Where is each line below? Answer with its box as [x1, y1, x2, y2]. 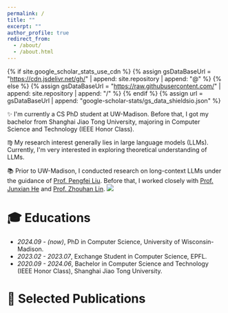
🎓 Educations [7, 211, 91, 226]
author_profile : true [7, 29, 70, 36]
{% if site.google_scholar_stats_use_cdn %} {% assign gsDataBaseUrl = [7, 67, 211, 76]
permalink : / [7, 10, 45, 17]
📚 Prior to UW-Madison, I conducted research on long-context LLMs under [7, 166, 222, 175]
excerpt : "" [7, 23, 41, 30]
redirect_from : [7, 36, 51, 43]
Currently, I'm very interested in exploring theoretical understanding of [7, 145, 207, 153]
